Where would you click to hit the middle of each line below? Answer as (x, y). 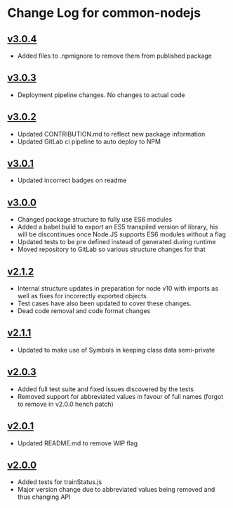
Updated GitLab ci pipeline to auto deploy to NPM (89, 141)
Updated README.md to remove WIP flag (78, 443)
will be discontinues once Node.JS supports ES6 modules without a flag (122, 234)
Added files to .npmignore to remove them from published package (114, 56)
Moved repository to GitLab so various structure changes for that (111, 249)
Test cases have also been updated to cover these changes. (104, 303)
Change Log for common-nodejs (104, 13)
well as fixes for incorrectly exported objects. (83, 296)
